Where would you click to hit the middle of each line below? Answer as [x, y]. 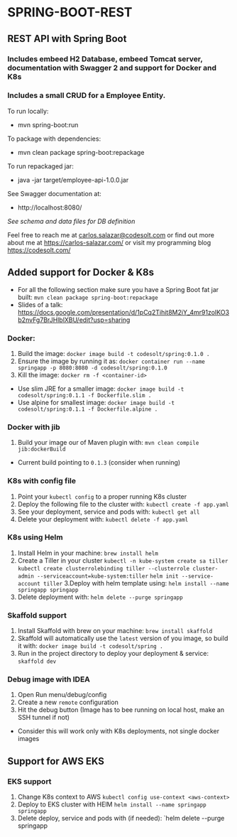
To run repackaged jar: [41, 166]
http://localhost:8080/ [50, 207]
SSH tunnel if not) [43, 718]
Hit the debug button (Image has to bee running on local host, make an [121, 710]
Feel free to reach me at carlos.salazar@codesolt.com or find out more [111, 234]
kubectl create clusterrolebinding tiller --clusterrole [104, 568]
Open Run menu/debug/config [62, 695]
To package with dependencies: [54, 139]
